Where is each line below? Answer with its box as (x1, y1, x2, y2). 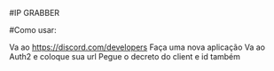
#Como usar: (9, 25, 57, 35)
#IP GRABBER (9, 8, 60, 18)
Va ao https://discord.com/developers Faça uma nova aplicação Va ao (9, 42, 266, 52)
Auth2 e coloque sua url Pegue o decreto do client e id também (9, 51, 241, 61)
